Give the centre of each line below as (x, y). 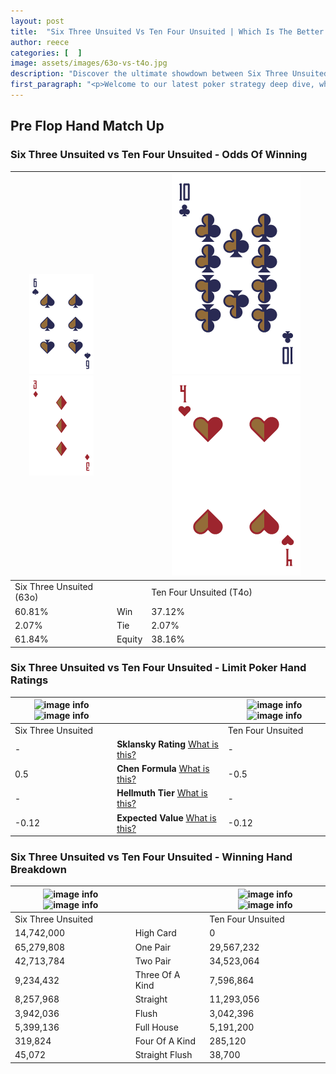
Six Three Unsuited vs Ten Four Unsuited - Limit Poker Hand (158, 668)
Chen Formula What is (163, 769)
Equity (129, 639)
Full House (156, 1027)
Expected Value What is (166, 817)
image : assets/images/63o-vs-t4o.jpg (89, 63)
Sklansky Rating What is (167, 744)
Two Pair (153, 961)
